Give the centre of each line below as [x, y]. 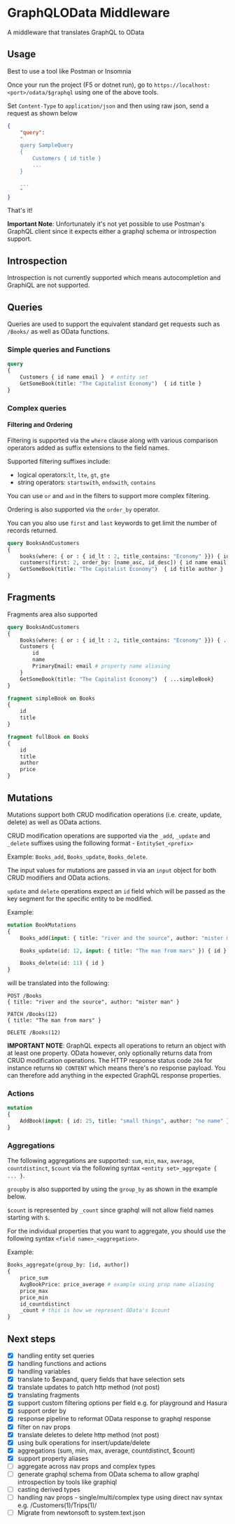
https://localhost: [182, 85]
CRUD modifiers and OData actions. [59, 877]
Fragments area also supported [52, 614]
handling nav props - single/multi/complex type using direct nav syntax [120, 1497]
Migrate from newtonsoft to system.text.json [81, 1513]
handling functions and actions [62, 1364]
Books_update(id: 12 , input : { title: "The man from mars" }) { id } [123, 951]
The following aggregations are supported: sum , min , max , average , [101, 1161]
